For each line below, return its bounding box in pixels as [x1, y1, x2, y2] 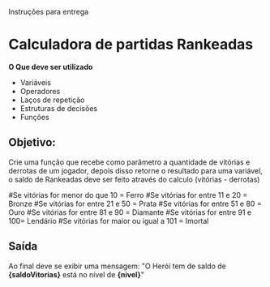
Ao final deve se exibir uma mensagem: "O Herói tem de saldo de [8, 261, 227, 271]
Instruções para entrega [8, 7, 89, 16]
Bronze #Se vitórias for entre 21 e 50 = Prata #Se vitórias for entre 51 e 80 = [8, 199, 262, 208]
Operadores [19, 86, 61, 96]
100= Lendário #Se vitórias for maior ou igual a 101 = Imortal [8, 216, 209, 225]
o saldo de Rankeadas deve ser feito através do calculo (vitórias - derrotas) [8, 174, 260, 184]
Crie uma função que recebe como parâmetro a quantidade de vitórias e [8, 157, 251, 167]
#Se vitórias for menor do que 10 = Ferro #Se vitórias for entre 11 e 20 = [8, 190, 248, 199]
